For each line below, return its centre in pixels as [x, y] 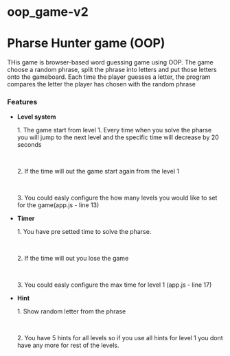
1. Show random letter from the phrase [71, 311]
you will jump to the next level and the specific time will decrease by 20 [118, 137]
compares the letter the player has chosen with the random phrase [101, 84]
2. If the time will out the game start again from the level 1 [98, 171]
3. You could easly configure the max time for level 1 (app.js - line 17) [114, 285]
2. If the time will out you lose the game [73, 259]
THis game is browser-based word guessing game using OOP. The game [111, 62]
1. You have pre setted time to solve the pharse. [84, 232]
